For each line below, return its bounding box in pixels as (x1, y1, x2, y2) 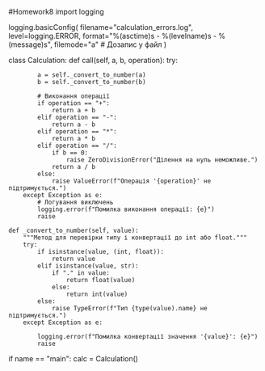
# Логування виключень (37, 198, 114, 206)
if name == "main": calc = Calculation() (8, 354, 139, 363)
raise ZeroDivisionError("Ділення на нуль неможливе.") (65, 156, 259, 164)
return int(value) (65, 290, 128, 298)
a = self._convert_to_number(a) (37, 71, 147, 79)
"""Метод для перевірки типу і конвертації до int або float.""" (23, 234, 248, 242)
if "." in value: (51, 269, 111, 277)
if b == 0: (51, 149, 89, 157)
